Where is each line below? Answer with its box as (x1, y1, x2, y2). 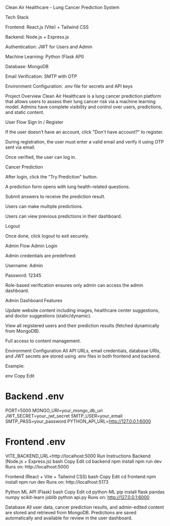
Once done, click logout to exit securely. (5, 233, 90, 239)
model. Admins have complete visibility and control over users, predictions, (5, 104, 162, 110)
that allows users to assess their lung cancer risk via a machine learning (5, 99, 156, 104)
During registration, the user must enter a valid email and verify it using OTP (5, 139, 164, 144)
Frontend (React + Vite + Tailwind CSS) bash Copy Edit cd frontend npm (5, 473, 156, 480)
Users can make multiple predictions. (5, 203, 83, 209)
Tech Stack (5, 14, 29, 20)
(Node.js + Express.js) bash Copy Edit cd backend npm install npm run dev (5, 458, 162, 464)
